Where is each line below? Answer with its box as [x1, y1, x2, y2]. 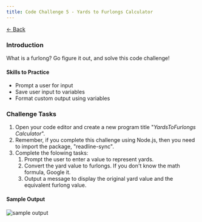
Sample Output [6, 195, 45, 203]
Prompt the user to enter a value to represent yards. [24, 156, 154, 163]
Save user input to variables [15, 89, 85, 96]
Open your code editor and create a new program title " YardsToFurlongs [15, 124, 196, 131]
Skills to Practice [6, 68, 50, 76]
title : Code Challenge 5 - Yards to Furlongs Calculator [6, 8, 153, 15]
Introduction [6, 41, 44, 49]
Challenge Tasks [6, 110, 56, 118]
